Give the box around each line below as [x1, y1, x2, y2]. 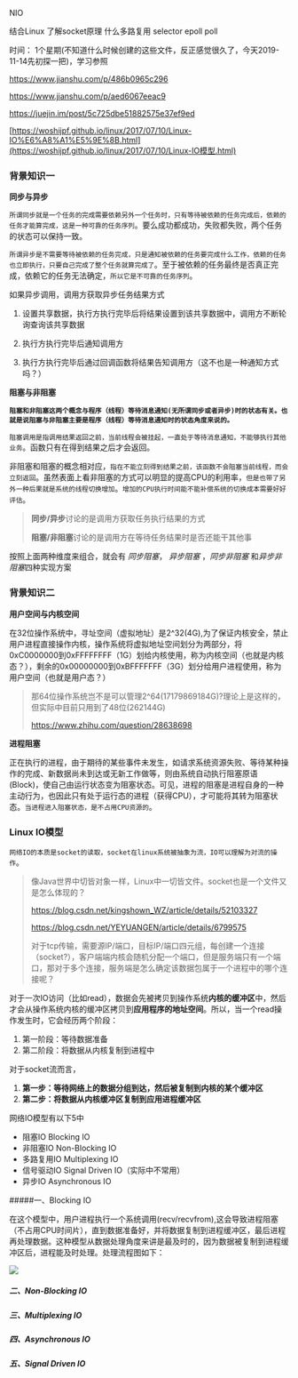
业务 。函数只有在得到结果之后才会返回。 [9, 442, 155, 453]
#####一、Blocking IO [9, 1195, 91, 1206]
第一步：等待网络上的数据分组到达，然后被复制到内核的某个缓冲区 [21, 1082, 263, 1093]
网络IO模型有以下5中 [9, 1112, 84, 1123]
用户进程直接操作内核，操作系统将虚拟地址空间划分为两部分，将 [9, 638, 242, 649]
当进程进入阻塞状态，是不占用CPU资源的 [25, 803, 149, 812]
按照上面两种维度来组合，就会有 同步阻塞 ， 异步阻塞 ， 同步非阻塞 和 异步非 [9, 551, 282, 562]
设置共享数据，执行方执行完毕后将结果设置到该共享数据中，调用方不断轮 [21, 308, 286, 319]
